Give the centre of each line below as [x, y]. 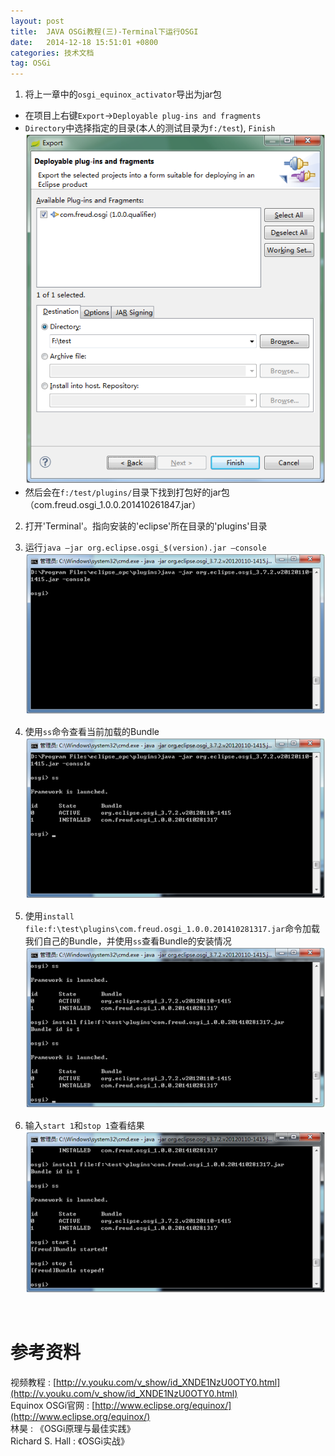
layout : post [37, 21]
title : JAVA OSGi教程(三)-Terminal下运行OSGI [104, 31]
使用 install [49, 916]
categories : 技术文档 [52, 53]
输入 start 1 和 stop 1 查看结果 [84, 1126]
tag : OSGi [31, 63]
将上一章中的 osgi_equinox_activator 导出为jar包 [123, 94]
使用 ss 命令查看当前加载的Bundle [92, 732]
